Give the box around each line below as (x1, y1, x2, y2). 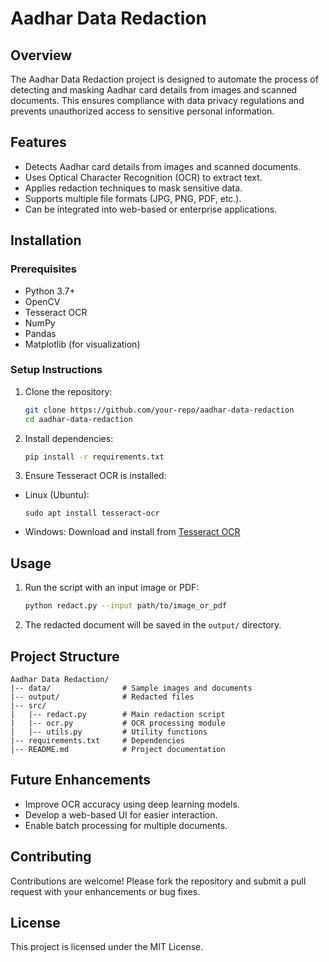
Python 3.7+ (24, 285, 76, 297)
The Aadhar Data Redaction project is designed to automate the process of (10, 73, 319, 85)
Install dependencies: (24, 432, 114, 444)
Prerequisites (10, 262, 77, 276)
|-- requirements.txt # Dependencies (10, 735, 186, 746)
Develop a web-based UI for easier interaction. (24, 808, 218, 821)
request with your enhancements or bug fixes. (10, 885, 201, 897)
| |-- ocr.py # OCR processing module (10, 718, 226, 728)
